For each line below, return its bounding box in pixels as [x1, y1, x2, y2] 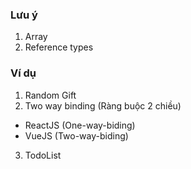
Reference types [24, 41, 94, 53]
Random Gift [24, 89, 77, 101]
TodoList [24, 149, 62, 161]
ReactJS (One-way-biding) [24, 119, 136, 131]
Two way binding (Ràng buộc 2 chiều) [24, 99, 182, 112]
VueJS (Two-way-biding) [24, 129, 129, 142]
